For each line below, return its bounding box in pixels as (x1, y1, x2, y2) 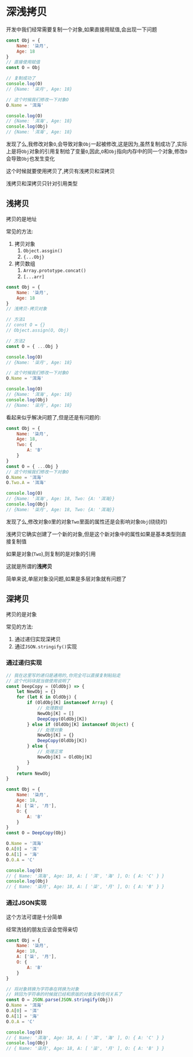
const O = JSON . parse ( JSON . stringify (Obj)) (6, 997, 114, 1003)
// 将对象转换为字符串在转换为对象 (6, 986, 79, 992)
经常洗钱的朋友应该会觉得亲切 (6, 926, 78, 933)
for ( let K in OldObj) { (16, 695, 77, 700)
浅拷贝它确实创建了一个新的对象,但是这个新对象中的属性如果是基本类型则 (6, 531, 182, 538)
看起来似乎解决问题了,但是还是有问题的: (6, 413, 101, 420)
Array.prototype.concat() (23, 268, 86, 273)
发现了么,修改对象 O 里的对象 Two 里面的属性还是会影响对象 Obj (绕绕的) (6, 518, 168, 525)
